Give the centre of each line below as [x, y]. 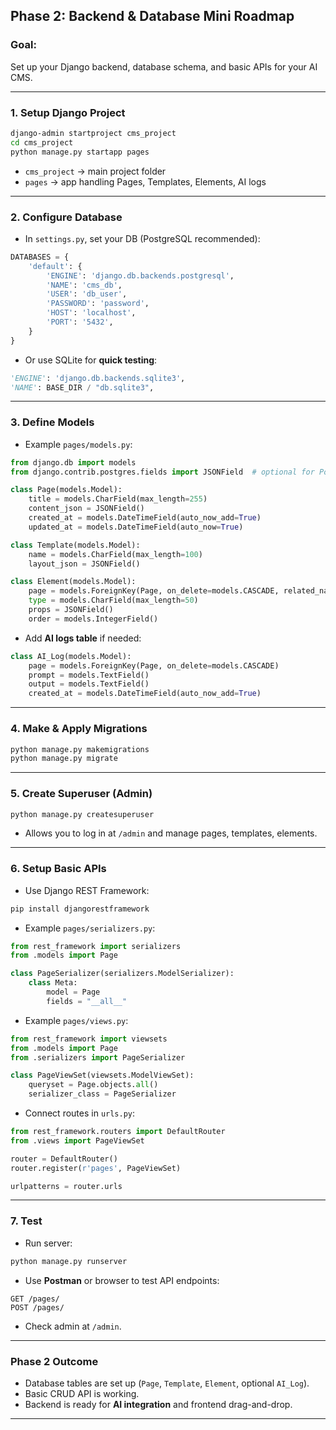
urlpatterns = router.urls [66, 1186]
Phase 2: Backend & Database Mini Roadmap [152, 16]
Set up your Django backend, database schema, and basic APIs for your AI [164, 66]
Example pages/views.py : [76, 1020]
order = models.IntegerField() [93, 619]
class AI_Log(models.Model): [71, 656]
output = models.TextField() [89, 684]
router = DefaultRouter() [64, 1159]
